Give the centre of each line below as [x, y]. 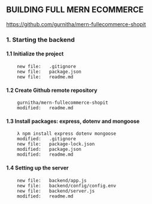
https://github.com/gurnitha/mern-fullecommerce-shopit [76, 24]
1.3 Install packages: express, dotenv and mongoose [73, 121]
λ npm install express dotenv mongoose [67, 134]
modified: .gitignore [47, 139]
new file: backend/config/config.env [67, 186]
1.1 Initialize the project [35, 54]
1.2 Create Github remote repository [52, 90]
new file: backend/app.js [52, 180]
